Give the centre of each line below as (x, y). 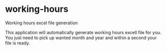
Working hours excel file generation (42, 23)
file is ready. (18, 43)
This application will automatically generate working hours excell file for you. (83, 32)
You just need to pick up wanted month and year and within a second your (81, 38)
